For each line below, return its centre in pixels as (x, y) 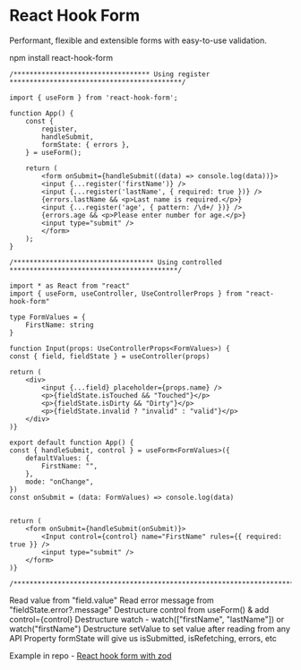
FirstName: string (60, 325)
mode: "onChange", (60, 481)
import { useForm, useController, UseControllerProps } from (126, 293)
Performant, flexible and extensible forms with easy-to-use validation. (138, 40)
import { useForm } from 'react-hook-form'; (94, 98)
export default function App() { (72, 442)
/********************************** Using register (110, 74)
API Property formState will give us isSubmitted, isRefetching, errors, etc (143, 638)
